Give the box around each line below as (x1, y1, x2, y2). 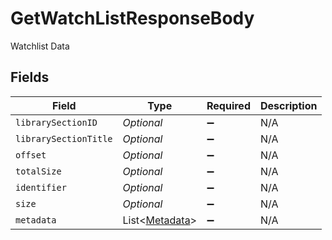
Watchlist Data (10, 40, 70, 52)
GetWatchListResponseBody (10, 7, 255, 30)
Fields (10, 69, 50, 86)
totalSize (15, 165, 62, 177)
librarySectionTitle (15, 133, 113, 144)
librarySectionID (15, 117, 98, 128)
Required (206, 98, 251, 112)
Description (259, 98, 318, 112)
